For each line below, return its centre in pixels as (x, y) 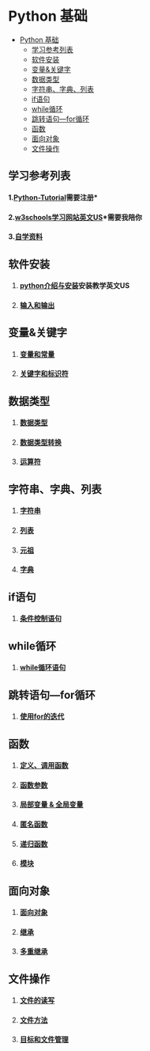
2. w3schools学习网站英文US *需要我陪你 (75, 217)
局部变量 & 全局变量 (51, 805)
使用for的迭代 (42, 716)
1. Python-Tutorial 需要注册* (53, 197)
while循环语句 (43, 668)
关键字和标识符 (44, 374)
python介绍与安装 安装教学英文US (75, 286)
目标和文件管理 (44, 1040)
